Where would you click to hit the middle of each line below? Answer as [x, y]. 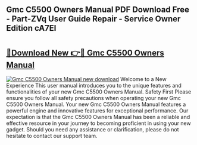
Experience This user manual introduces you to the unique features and [94, 86]
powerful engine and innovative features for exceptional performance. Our [97, 111]
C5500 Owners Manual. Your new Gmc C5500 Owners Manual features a [96, 104]
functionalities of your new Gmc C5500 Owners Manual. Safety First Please [99, 92]
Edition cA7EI [31, 28]
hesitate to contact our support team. [52, 136]
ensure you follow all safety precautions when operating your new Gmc [94, 98]
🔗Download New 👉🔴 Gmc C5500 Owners [85, 53]
